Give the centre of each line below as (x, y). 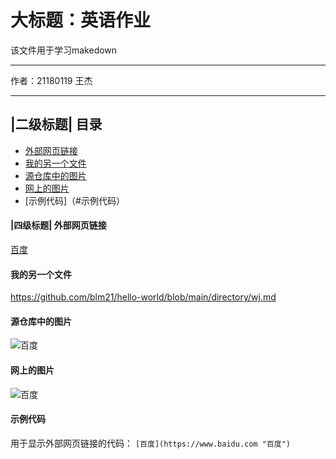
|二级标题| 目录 (56, 124)
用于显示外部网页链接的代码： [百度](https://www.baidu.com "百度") (150, 443)
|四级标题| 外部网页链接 (58, 225)
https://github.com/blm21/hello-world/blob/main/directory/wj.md (143, 297)
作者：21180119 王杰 (51, 80)
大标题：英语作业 (81, 20)
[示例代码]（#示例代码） (74, 200)
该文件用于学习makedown (64, 50)
